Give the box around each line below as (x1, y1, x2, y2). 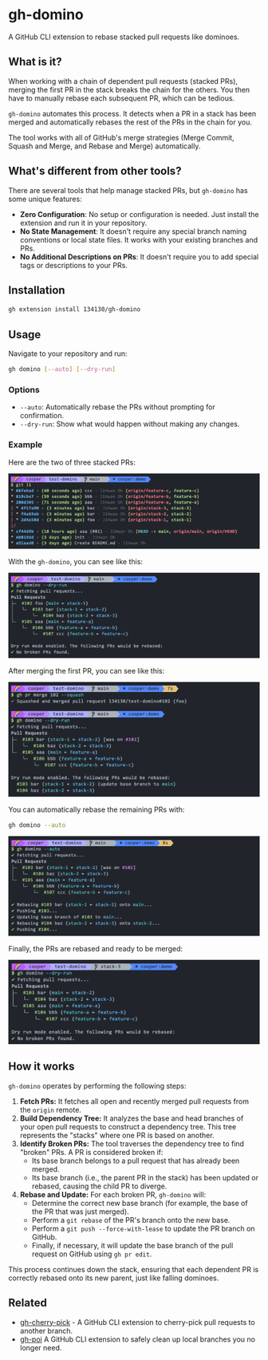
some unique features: (8, 194, 82, 204)
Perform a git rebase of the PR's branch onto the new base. (31, 1215, 231, 1224)
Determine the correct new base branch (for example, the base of (31, 1198, 249, 1208)
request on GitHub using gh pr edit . (31, 1249, 152, 1259)
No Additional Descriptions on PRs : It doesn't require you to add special (19, 251, 259, 261)
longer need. (19, 1342, 62, 1352)
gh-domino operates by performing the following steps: (8, 1081, 187, 1090)
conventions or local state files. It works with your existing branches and (19, 235, 258, 244)
